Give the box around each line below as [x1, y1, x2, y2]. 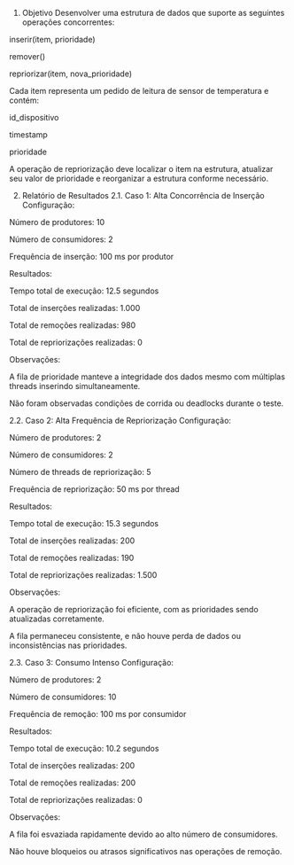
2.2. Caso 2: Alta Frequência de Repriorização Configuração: [9, 416, 232, 425]
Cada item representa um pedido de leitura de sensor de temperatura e [9, 86, 269, 96]
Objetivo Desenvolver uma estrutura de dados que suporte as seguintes [21, 8, 285, 18]
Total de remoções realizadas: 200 [9, 777, 136, 788]
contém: [9, 95, 40, 105]
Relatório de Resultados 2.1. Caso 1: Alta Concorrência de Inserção [21, 191, 266, 200]
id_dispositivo [9, 113, 59, 122]
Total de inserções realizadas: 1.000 [9, 303, 141, 313]
